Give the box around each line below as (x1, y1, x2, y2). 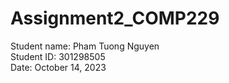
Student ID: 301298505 (10, 50, 106, 62)
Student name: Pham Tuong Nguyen (10, 40, 160, 52)
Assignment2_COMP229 (10, 7, 220, 30)
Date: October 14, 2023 (10, 61, 107, 73)
